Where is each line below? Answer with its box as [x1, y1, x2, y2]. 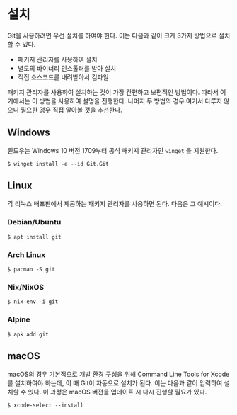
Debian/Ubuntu [7, 217, 62, 227]
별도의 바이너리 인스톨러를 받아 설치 [17, 64, 117, 72]
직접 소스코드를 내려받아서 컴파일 [17, 72, 109, 81]
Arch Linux [7, 249, 46, 259]
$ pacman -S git [7, 266, 55, 273]
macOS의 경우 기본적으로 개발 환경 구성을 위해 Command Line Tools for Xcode [7, 370, 230, 378]
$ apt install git [7, 233, 62, 241]
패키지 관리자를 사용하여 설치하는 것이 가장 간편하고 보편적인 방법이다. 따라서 [7, 88, 219, 96]
